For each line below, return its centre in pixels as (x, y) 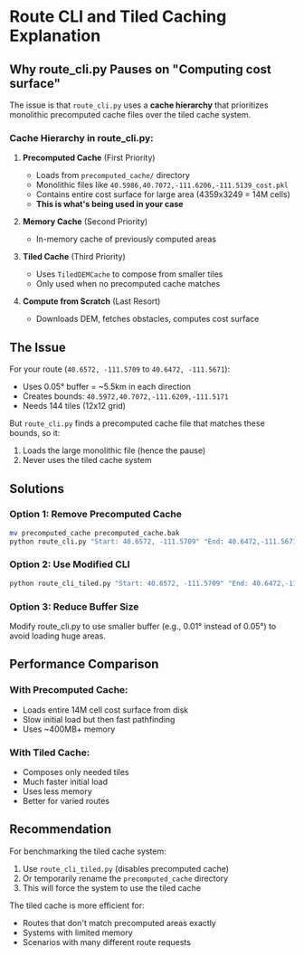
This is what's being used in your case (109, 204)
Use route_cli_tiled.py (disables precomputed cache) (125, 868)
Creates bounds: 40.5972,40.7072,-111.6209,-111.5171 (125, 396)
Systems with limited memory (77, 932)
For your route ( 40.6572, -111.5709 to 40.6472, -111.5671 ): (120, 369)
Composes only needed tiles (76, 772)
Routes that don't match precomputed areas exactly (119, 923)
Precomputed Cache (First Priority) (89, 158)
